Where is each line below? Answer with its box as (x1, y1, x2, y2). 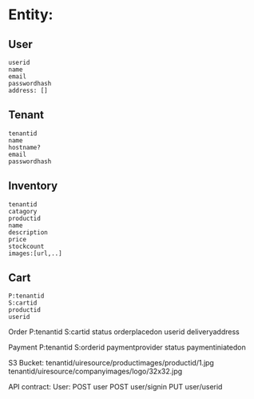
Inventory (8, 179, 58, 193)
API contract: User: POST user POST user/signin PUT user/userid (8, 382, 223, 392)
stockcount (8, 242, 45, 250)
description (8, 228, 48, 237)
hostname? (8, 143, 42, 151)
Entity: (8, 6, 54, 24)
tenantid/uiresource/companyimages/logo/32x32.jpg (8, 366, 183, 377)
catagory (8, 207, 38, 215)
